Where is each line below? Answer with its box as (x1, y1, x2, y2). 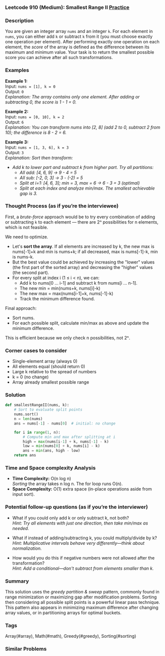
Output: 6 (5, 119, 24, 125)
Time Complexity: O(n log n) (12, 476, 71, 482)
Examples (5, 67, 30, 74)
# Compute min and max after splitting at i (23, 434, 116, 439)
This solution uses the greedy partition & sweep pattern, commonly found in (5, 589, 160, 594)
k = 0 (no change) (12, 374, 49, 380)
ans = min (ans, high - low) (23, 448, 80, 453)
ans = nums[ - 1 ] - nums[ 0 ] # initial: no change (14, 421, 116, 426)
